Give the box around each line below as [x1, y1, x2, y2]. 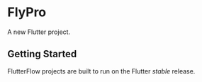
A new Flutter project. [7, 28, 71, 36]
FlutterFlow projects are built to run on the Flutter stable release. [7, 66, 196, 75]
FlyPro [7, 4, 47, 20]
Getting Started [7, 48, 77, 60]
